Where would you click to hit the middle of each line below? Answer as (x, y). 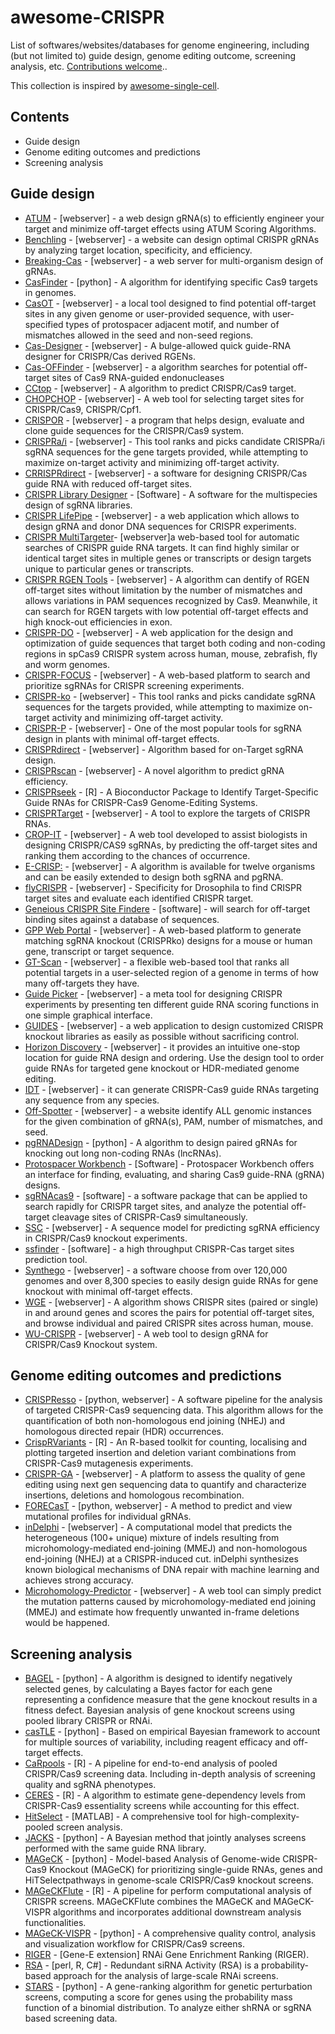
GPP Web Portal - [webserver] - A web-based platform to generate (163, 930)
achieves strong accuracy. (79, 1580)
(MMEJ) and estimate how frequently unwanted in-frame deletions (162, 1612)
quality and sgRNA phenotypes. (90, 1785)
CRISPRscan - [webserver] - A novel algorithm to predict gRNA (154, 770)
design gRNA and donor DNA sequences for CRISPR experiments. (160, 526)
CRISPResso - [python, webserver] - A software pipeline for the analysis (173, 1400)
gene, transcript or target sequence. (99, 951)
